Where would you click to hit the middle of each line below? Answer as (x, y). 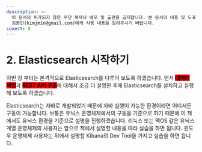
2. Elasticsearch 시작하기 (68, 60)
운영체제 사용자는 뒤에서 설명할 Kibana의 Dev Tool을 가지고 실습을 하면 (96, 136)
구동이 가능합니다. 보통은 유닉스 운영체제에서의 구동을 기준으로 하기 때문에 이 (96, 113)
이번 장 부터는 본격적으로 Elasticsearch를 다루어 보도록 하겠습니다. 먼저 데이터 (98, 78)
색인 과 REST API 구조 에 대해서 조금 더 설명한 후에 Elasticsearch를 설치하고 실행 (100, 85)
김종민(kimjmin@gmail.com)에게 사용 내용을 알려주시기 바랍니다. (83, 23)
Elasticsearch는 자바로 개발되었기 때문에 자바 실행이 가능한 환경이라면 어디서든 (99, 106)
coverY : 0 (19, 29)
